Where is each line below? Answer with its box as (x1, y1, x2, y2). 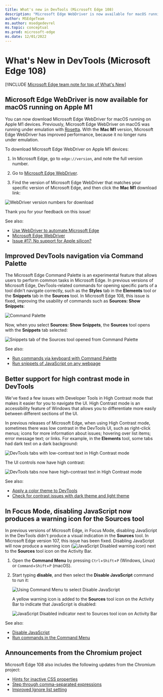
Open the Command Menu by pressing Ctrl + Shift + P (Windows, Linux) (12, 558, 155, 563)
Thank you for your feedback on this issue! (5, 208, 91, 214)
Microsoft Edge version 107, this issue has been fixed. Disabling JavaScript (5, 538, 154, 544)
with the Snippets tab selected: (5, 327, 68, 333)
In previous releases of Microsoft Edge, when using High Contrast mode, (5, 420, 150, 426)
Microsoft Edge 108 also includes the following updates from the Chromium (5, 662, 156, 667)
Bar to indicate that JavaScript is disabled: (12, 601, 97, 607)
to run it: (12, 578, 29, 583)
